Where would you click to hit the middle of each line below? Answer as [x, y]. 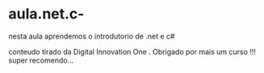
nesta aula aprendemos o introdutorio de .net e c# [92, 36]
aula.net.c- [46, 14]
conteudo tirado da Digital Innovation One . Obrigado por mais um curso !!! [132, 51]
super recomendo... [41, 60]
